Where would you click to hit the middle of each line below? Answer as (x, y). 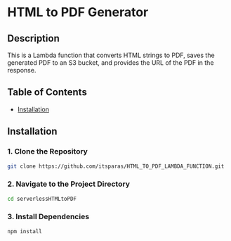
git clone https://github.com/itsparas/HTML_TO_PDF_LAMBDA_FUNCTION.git (116, 166)
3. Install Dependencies (48, 217)
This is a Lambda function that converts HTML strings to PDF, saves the (111, 55)
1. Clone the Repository (47, 152)
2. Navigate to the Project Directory (69, 184)
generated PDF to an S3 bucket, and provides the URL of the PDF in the (111, 63)
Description (33, 38)
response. (22, 70)
